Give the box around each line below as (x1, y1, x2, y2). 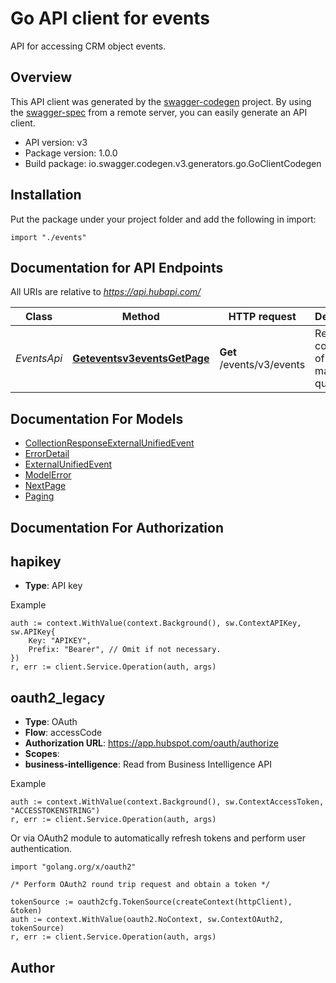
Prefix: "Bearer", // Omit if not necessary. (28, 645, 222, 655)
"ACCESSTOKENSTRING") (10, 806, 101, 816)
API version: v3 (24, 136, 88, 148)
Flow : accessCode (24, 727, 103, 739)
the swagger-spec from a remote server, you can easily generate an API (10, 106, 308, 118)
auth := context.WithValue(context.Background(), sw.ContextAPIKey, (10, 618, 302, 629)
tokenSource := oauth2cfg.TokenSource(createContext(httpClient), (10, 897, 293, 907)
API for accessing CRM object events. (10, 40, 167, 52)
